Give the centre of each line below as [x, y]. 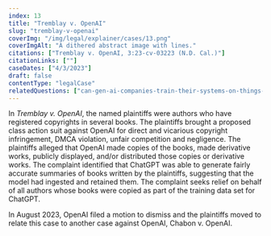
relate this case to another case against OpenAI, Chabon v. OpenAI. [120, 223]
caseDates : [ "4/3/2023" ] [50, 68]
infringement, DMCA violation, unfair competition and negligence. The [125, 139]
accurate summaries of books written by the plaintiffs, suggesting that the [131, 173]
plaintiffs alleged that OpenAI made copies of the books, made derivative [129, 148]
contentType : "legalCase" [52, 83]
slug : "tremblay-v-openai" [54, 31]
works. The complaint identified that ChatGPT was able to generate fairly [129, 165]
